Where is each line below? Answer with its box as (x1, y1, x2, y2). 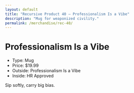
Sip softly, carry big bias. (5, 82, 55, 88)
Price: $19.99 (12, 62, 39, 68)
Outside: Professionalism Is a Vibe (12, 68, 81, 74)
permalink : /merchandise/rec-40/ (5, 20, 73, 26)
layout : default (5, 7, 38, 12)
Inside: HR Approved (12, 73, 54, 79)
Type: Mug (12, 58, 34, 63)
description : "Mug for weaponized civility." (5, 16, 99, 21)
